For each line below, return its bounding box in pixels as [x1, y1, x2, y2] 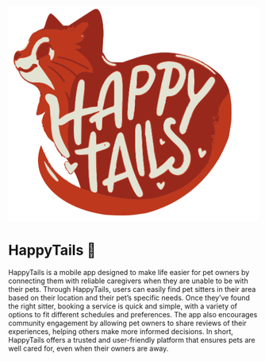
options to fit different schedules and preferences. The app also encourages [8, 310, 258, 320]
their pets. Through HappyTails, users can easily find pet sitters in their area [8, 285, 256, 294]
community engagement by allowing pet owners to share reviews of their [8, 318, 248, 328]
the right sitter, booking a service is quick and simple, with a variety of [8, 301, 238, 311]
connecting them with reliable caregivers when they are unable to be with [8, 276, 248, 285]
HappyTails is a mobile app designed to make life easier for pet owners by [8, 268, 250, 278]
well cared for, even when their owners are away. [8, 344, 169, 353]
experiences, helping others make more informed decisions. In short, [8, 327, 234, 336]
